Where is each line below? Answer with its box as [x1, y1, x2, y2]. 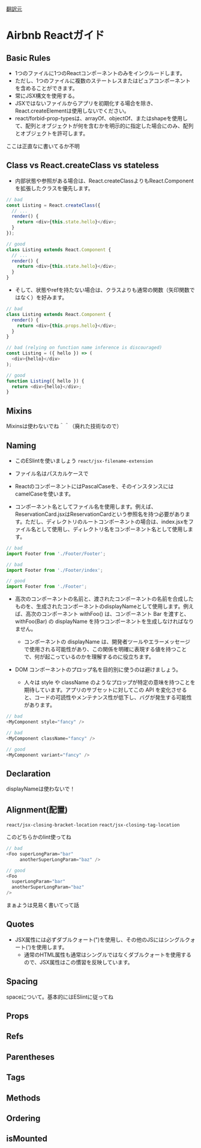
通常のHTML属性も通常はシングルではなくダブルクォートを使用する [23, 951, 192, 958]
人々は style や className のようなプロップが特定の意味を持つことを [23, 679, 196, 686]
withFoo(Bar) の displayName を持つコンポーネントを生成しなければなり [14, 618, 194, 625]
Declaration [6, 768, 51, 778]
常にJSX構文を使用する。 [14, 92, 78, 99]
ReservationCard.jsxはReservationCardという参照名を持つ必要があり [14, 510, 185, 518]
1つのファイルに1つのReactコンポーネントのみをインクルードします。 [14, 70, 185, 76]
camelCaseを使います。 [14, 490, 74, 497]
